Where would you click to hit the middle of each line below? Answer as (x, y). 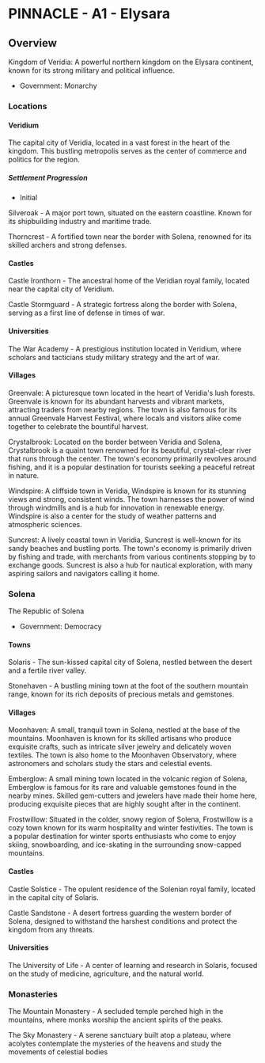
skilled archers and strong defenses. (68, 245)
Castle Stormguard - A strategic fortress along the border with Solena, (123, 305)
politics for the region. (44, 160)
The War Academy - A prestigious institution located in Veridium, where (125, 348)
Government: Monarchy (58, 85)
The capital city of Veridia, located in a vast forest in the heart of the (119, 142)
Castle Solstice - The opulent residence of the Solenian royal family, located (132, 889)
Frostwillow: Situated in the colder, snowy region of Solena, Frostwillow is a (131, 819)
